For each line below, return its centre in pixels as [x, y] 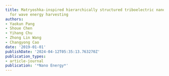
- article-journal [24, 61]
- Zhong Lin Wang [23, 38]
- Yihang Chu [19, 33]
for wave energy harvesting [39, 14]
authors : [14, 19]
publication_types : [26, 56]
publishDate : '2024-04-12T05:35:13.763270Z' [53, 51]
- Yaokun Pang [20, 24]
